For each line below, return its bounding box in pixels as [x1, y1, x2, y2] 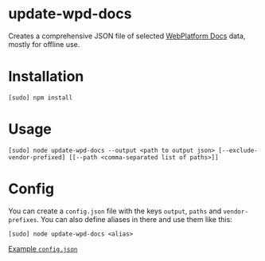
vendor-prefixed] [8, 153, 66, 162]
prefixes [8, 216, 37, 224]
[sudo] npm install [8, 93, 73, 102]
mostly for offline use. [8, 39, 80, 49]
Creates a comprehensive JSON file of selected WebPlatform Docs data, [8, 31, 246, 41]
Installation [8, 68, 84, 86]
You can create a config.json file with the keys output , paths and [8, 206, 221, 216]
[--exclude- [218, 146, 259, 154]
